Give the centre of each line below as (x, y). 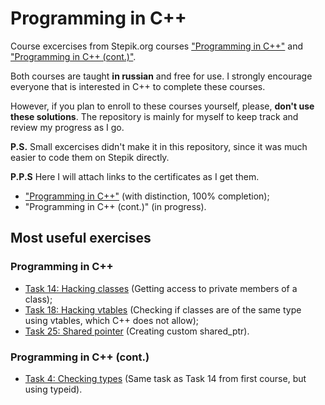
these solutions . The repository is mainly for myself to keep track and (154, 116)
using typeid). (53, 389)
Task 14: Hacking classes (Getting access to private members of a (161, 288)
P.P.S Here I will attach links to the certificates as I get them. (135, 176)
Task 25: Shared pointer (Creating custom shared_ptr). (137, 331)
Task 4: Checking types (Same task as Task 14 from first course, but (165, 378)
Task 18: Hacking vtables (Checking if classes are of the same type (163, 309)
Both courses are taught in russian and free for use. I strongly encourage (161, 76)
